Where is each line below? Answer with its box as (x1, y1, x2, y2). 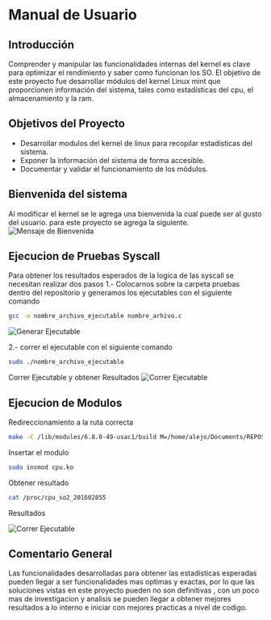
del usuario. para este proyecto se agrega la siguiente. (8, 217, 190, 227)
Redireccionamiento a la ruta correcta (8, 417, 134, 427)
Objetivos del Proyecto (8, 117, 125, 131)
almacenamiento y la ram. (8, 94, 94, 103)
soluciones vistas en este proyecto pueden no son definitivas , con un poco (8, 585, 260, 595)
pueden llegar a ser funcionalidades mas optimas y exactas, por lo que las (8, 577, 256, 587)
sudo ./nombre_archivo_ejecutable (8, 358, 125, 367)
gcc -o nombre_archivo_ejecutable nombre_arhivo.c (8, 312, 182, 320)
